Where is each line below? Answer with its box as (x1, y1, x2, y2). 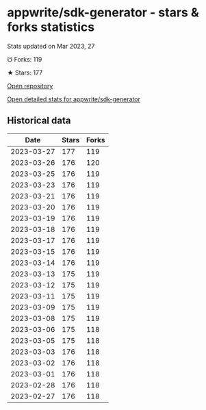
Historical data (7, 115, 71, 127)
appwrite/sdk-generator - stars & (7, 5, 200, 21)
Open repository (7, 81, 53, 90)
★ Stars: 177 (7, 68, 43, 77)
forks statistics (7, 19, 94, 35)
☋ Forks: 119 (7, 55, 42, 63)
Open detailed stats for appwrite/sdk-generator (7, 94, 140, 103)
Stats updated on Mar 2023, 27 (7, 42, 95, 50)
